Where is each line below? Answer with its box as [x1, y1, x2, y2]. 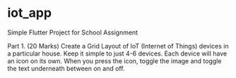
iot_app [7, 5, 52, 21]
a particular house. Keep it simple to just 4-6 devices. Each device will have [7, 49, 228, 58]
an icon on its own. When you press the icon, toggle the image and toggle [7, 56, 222, 65]
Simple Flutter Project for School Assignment [7, 28, 138, 37]
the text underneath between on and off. [7, 64, 125, 72]
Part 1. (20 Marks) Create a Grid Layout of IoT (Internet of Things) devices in [7, 41, 229, 50]
